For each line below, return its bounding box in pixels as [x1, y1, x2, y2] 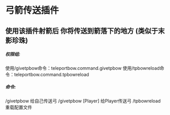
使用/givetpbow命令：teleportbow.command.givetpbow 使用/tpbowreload [5, 65, 160, 71]
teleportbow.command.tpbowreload [14, 71, 89, 77]
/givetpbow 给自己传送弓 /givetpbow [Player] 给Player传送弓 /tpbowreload [5, 98, 161, 104]
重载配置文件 [5, 104, 32, 110]
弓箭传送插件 [5, 5, 60, 16]
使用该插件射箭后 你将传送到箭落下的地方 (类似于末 [5, 26, 165, 35]
